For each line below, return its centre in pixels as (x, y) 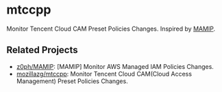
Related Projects (42, 50)
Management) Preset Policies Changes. (72, 81)
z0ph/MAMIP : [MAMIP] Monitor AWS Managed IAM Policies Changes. (115, 66)
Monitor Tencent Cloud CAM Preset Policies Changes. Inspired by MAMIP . (111, 29)
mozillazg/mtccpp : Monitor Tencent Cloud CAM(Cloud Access (104, 74)
